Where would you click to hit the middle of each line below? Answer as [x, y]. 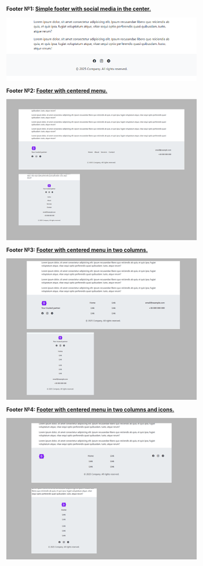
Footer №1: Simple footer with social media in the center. [79, 9]
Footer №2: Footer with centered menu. [57, 90]
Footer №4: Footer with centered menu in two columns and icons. [90, 409]
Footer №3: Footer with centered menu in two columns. [77, 250]
